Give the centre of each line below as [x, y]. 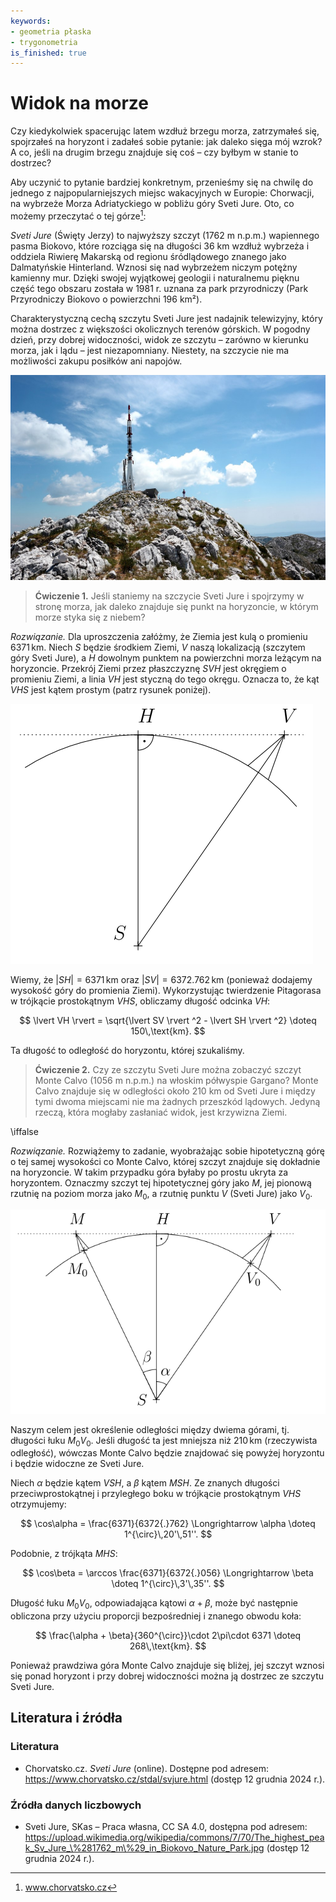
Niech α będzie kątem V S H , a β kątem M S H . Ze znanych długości [145, 1483]
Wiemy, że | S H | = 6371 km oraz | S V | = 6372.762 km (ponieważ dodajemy [161, 979]
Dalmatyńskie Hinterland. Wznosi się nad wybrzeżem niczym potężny [154, 267]
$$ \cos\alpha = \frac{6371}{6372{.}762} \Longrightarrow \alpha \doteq [168, 1524]
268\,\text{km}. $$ [168, 1646]
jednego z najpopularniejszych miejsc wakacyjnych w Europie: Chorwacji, [162, 193]
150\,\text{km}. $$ [168, 1031]
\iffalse [24, 1131]
